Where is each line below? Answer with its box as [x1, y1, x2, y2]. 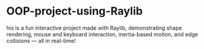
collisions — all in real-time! [6, 37, 76, 44]
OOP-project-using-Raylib [6, 4, 143, 18]
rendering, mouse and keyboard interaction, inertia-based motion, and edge [6, 30, 198, 38]
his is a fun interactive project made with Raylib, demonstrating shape [6, 24, 183, 31]
